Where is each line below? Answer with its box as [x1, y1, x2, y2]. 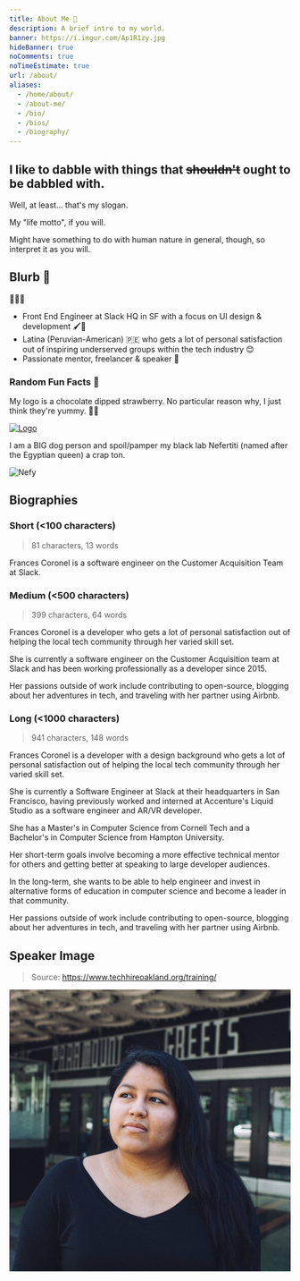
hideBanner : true [9, 43, 74, 52]
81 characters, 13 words [30, 539, 119, 550]
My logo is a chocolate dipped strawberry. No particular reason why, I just [9, 396, 281, 407]
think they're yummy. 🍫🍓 [9, 405, 100, 416]
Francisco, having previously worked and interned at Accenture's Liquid [9, 796, 274, 807]
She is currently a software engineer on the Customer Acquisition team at [9, 654, 279, 665]
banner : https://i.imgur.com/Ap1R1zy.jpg [9, 33, 166, 42]
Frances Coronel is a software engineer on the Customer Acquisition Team [9, 557, 284, 568]
